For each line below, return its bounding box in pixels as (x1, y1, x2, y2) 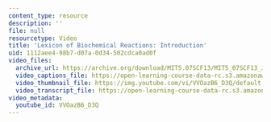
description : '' (8, 19, 63, 27)
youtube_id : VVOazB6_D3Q (15, 101, 99, 109)
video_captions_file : (15, 71, 89, 79)
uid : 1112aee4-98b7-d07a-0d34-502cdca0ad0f (8, 49, 157, 57)
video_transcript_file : (15, 86, 95, 95)
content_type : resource (8, 11, 89, 20)
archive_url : (15, 64, 60, 72)
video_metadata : (8, 94, 63, 102)
